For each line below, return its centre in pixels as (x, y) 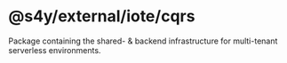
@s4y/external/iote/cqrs (102, 16)
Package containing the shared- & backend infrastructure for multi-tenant (143, 41)
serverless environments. (55, 50)
